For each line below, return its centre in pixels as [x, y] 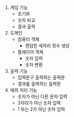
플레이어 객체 [30, 52]
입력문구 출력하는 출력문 [41, 77]
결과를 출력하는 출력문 [39, 84]
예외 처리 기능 [23, 90]
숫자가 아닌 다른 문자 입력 [43, 96]
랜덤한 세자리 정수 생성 [47, 46]
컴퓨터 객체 [28, 39]
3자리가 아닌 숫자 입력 [39, 103]
